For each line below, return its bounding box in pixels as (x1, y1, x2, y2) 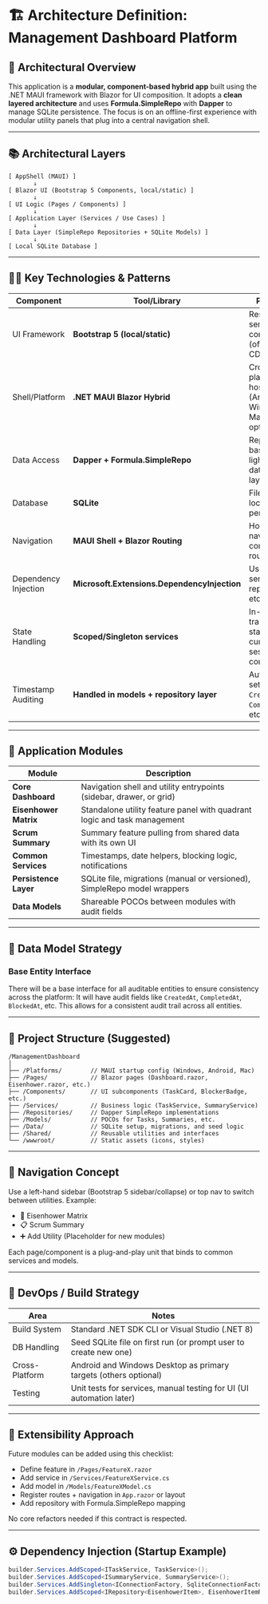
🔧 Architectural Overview (8, 61, 136, 74)
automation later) (70, 1392, 136, 1404)
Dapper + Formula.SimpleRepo (73, 454, 191, 465)
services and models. (8, 1255, 79, 1265)
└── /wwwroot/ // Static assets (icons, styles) (8, 1136, 205, 1144)
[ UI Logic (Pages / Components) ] (8, 200, 127, 208)
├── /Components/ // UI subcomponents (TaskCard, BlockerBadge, (8, 1087, 248, 1095)
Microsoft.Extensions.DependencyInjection (73, 578, 242, 589)
